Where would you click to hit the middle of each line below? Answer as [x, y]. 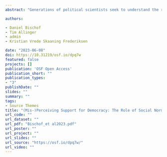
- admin [13, 37]
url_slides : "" [21, 138]
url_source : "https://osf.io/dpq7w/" [44, 142]
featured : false [22, 59]
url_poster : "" [21, 129]
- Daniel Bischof [23, 28]
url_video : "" [20, 147]
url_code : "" [19, 115]
